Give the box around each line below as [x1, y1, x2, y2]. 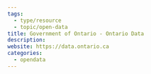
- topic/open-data [13, 23, 69, 30]
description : [7, 37, 46, 44]
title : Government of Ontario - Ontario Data [7, 30, 144, 37]
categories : [7, 50, 43, 57]
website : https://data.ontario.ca [7, 43, 110, 50]
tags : [7, 10, 23, 18]
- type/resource [13, 17, 62, 24]
